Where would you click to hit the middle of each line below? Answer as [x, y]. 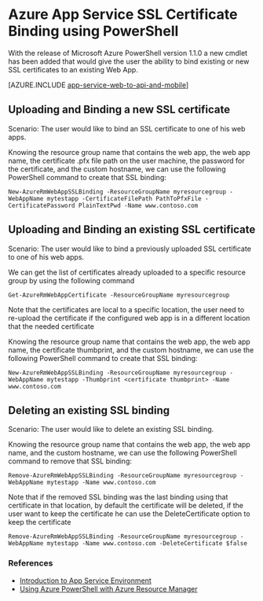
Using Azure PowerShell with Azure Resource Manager [108, 588]
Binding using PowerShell [93, 31]
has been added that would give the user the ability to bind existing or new [129, 61]
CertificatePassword [42, 205]
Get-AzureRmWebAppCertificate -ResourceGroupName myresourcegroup [119, 295]
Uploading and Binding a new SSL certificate [119, 110]
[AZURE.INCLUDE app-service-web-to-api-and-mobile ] [99, 85]
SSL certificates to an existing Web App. [73, 69]
